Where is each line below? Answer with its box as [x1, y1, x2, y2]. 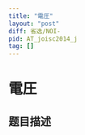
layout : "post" [8, 20, 60, 28]
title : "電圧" [8, 11, 54, 20]
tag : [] [8, 42, 35, 50]
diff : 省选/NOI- [8, 27, 61, 35]
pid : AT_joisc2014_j [8, 34, 79, 43]
